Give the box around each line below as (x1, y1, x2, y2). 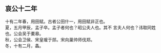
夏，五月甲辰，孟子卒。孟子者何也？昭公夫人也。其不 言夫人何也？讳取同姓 (5, 24, 156, 30)
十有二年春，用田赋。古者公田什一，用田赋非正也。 (5, 18, 108, 24)
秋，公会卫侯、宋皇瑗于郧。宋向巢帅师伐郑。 (5, 36, 95, 42)
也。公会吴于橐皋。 (5, 31, 44, 36)
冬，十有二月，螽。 (5, 43, 44, 49)
